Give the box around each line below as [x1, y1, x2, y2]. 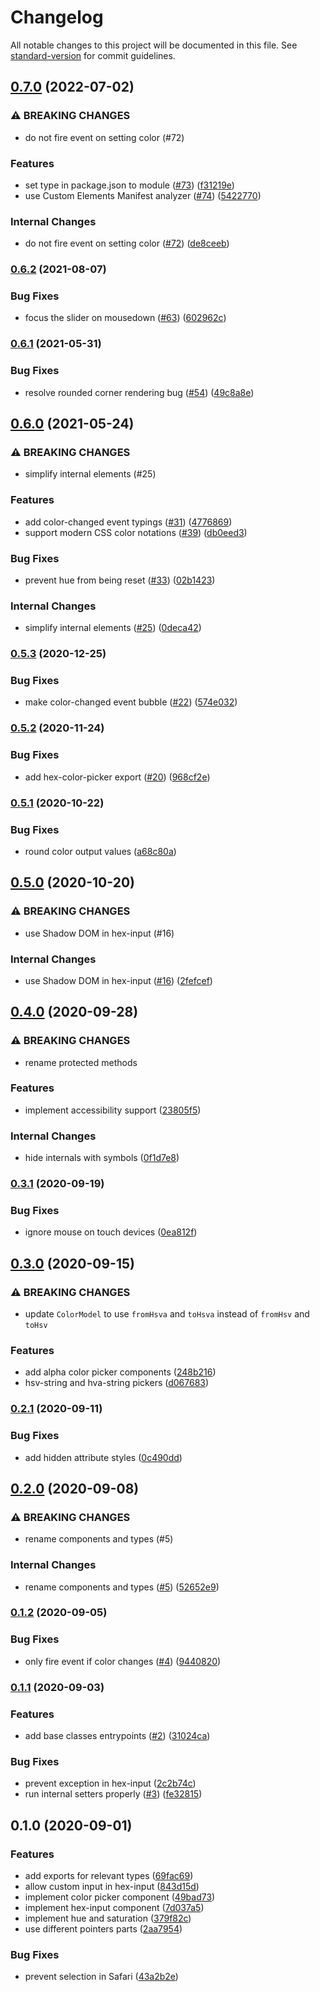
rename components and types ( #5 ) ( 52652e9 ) [24, 1581, 220, 1593]
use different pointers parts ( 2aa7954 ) [24, 1922, 183, 1935]
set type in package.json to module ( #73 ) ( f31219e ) [24, 179, 235, 191]
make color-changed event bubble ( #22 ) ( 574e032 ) [24, 696, 238, 708]
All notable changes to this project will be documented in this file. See [10, 39, 298, 51]
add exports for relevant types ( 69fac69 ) [24, 1869, 194, 1881]
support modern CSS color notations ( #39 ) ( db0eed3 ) [24, 526, 248, 538]
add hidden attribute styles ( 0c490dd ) [24, 1451, 183, 1463]
